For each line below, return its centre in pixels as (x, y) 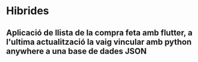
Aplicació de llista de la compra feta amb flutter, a (99, 33)
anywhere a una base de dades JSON (76, 51)
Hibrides (28, 11)
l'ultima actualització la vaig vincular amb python (99, 42)
